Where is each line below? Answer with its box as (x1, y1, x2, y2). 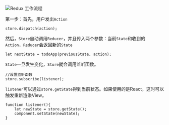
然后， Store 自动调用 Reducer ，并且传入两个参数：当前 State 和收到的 (5, 36, 145, 41)
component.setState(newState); (14, 111, 80, 116)
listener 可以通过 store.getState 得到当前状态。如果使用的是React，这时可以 (5, 86, 164, 92)
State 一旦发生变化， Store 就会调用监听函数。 (5, 61, 99, 67)
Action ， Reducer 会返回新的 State (5, 42, 73, 48)
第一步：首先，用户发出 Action (5, 16, 68, 22)
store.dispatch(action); (5, 26, 58, 31)
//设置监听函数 (5, 72, 33, 77)
